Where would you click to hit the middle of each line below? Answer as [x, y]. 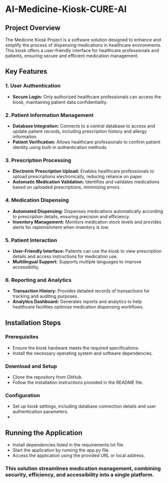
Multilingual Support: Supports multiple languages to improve [77, 261]
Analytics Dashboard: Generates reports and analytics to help [77, 301]
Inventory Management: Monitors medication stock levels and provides [87, 222]
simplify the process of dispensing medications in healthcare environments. [83, 45]
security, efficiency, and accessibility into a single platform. [80, 475]
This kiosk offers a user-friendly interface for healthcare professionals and [82, 50]
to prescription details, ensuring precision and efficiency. [71, 216]
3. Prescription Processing [38, 160]
